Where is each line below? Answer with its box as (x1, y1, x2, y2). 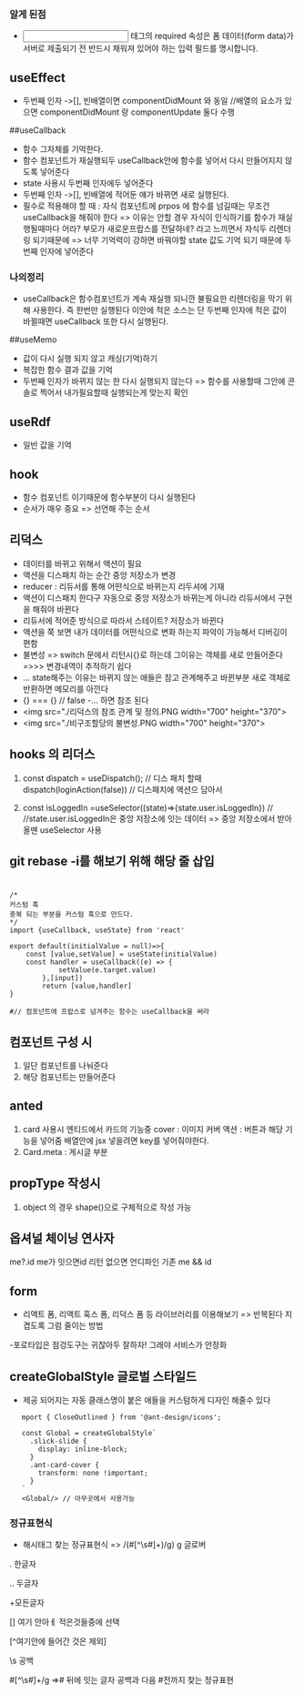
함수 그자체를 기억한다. (22, 144, 104, 155)
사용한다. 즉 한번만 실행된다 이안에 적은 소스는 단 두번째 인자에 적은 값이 (32, 305, 288, 316)
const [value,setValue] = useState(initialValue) (25, 949, 218, 959)
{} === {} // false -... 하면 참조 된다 (22, 695, 149, 705)
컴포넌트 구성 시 (9, 1034, 93, 1050)
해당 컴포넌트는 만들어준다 (22, 1071, 117, 1082)
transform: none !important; (37, 1468, 148, 1478)
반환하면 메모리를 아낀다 (22, 683, 109, 694)
